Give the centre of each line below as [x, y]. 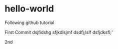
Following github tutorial [29, 22]
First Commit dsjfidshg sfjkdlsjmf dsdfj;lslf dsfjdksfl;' [59, 32]
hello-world [29, 9]
